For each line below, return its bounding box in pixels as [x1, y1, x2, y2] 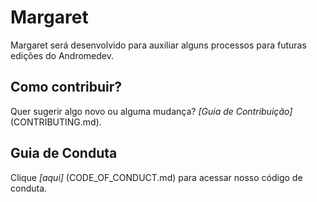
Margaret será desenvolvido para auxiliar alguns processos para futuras [10, 39, 307, 51]
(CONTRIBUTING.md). [10, 116, 102, 128]
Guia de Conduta [10, 145, 118, 162]
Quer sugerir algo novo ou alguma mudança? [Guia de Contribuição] [10, 105, 293, 117]
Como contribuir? [10, 79, 123, 96]
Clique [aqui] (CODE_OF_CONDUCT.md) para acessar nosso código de [10, 171, 303, 183]
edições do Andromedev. [10, 49, 115, 61]
